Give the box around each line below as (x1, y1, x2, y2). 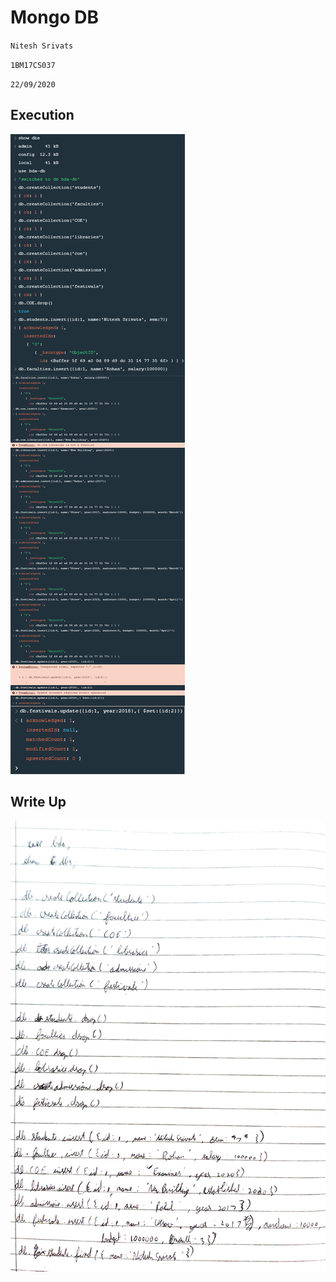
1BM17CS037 (10, 60, 56, 70)
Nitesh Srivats (10, 41, 74, 51)
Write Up (10, 794, 67, 811)
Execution (10, 107, 75, 124)
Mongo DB (10, 6, 99, 29)
